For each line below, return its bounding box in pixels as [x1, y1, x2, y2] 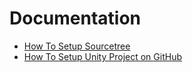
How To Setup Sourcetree [23, 40, 131, 52]
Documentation [9, 7, 142, 30]
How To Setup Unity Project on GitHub [23, 50, 182, 62]
